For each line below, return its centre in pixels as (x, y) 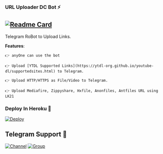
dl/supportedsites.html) (30, 71)
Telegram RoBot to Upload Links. (38, 36)
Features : (15, 46)
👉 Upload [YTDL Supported (32, 66)
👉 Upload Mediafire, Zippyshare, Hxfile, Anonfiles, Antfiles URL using (82, 91)
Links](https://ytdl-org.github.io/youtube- (108, 66)
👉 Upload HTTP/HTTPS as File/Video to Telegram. (57, 80)
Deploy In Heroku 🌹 (28, 108)
